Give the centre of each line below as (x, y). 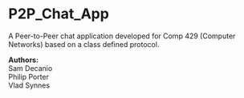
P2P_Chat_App (59, 14)
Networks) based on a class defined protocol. (84, 44)
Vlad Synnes (29, 85)
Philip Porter (29, 76)
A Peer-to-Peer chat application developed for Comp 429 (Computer (122, 36)
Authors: (23, 60)
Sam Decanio (31, 68)
